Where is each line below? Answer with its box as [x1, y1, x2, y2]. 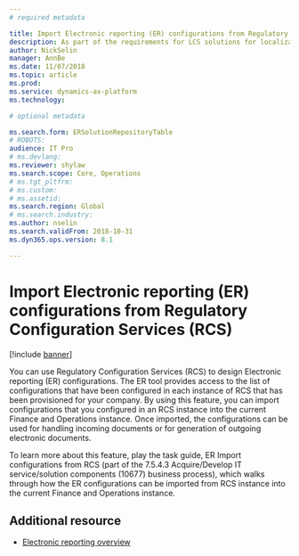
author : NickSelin [9, 45, 77, 54]
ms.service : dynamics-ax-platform [9, 86, 138, 96]
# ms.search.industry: [9, 210, 93, 219]
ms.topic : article [9, 70, 77, 80]
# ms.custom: [9, 185, 58, 194]
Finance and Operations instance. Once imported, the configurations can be [9, 413, 288, 424]
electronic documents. [9, 432, 92, 443]
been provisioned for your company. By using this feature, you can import [9, 394, 280, 405]
